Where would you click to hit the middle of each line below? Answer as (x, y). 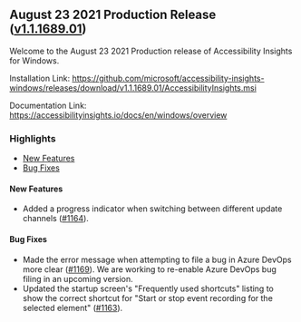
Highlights (33, 138)
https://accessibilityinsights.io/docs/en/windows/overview (118, 115)
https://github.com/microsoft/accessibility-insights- (168, 78)
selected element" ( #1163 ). (73, 307)
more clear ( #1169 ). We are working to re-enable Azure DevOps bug (149, 269)
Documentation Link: (48, 105)
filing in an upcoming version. (78, 278)
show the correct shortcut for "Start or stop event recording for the (148, 298)
